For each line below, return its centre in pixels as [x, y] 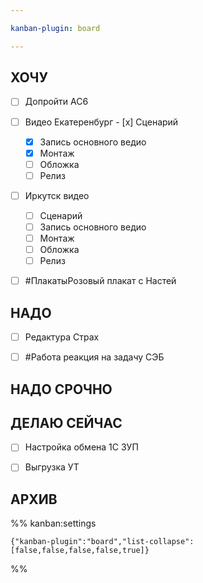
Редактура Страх [62, 337]
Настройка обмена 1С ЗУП [81, 447]
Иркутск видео [57, 195]
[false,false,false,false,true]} [80, 551]
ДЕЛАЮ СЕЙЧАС [66, 422]
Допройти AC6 [56, 102]
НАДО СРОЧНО [61, 389]
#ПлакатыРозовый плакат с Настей [100, 281]
